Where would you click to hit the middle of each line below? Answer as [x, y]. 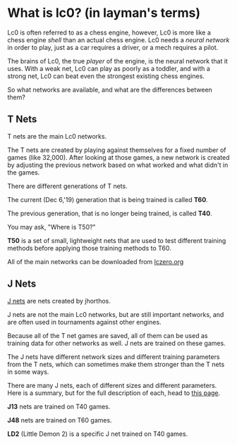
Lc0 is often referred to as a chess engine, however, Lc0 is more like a [109, 32]
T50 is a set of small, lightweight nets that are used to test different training [117, 240]
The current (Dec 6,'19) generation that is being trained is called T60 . [108, 199]
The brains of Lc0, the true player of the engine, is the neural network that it [117, 61]
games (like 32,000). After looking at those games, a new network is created [119, 157]
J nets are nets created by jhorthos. [59, 301]
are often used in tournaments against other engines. [84, 322]
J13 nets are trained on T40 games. [59, 406]
